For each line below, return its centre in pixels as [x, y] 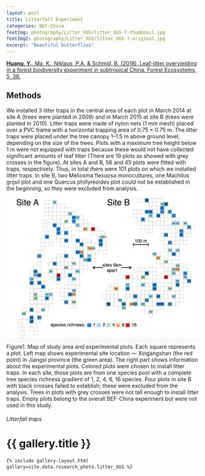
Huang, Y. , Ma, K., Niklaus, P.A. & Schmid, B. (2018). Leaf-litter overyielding [102, 63]
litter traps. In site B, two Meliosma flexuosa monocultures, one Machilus [98, 175]
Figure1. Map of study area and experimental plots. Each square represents [101, 346]
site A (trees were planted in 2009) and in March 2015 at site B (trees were [100, 117]
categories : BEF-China [35, 26]
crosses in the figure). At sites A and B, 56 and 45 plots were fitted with [96, 162]
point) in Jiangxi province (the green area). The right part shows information [102, 359]
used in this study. [29, 405]
